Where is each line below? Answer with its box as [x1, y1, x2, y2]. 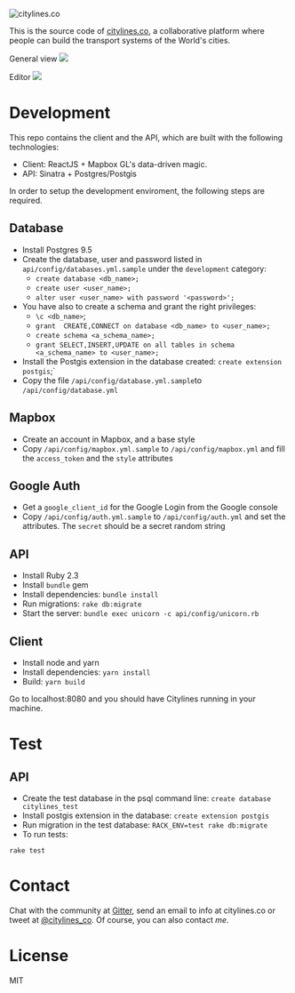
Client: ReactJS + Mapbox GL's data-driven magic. [21, 158, 208, 169]
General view [9, 53, 58, 64]
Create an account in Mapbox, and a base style [21, 434, 195, 444]
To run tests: [21, 829, 68, 839]
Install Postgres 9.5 [21, 244, 93, 255]
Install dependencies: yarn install [21, 667, 151, 677]
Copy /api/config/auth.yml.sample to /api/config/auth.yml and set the [21, 511, 286, 522]
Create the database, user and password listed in [21, 253, 203, 264]
